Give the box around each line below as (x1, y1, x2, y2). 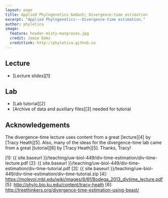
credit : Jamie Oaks (10, 36, 51, 41)
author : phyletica (5, 21, 44, 27)
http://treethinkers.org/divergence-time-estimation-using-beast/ (5, 187, 139, 193)
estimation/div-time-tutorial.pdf (5, 166, 71, 172)
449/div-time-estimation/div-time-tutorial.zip (5, 171, 99, 177)
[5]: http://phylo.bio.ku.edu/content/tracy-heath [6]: (5, 182, 113, 188)
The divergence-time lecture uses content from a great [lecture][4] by (5, 134, 151, 140)
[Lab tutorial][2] (12, 101, 45, 107)
